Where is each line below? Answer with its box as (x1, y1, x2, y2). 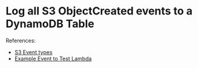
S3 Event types (14, 48, 53, 55)
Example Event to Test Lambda (14, 55, 92, 62)
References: (5, 37, 36, 44)
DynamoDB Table (5, 17, 94, 31)
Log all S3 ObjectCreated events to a (5, 4, 193, 18)
